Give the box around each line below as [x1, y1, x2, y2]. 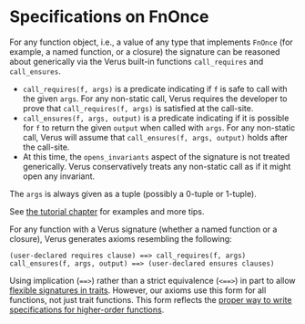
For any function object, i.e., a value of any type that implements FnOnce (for [9, 37, 293, 47]
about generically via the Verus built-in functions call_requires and [9, 56, 264, 67]
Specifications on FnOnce [9, 6, 209, 27]
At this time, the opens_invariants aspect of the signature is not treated [22, 151, 290, 162]
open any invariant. [22, 171, 96, 182]
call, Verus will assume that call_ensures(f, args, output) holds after [22, 131, 289, 142]
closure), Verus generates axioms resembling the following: [9, 233, 232, 244]
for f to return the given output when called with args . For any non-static [22, 121, 296, 133]
